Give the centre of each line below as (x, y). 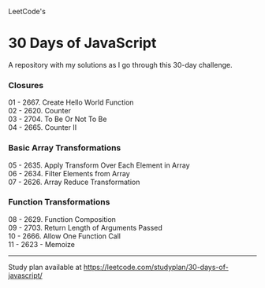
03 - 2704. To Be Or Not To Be (58, 119)
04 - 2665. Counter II (43, 127)
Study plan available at (45, 267)
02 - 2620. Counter (39, 111)
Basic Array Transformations (65, 148)
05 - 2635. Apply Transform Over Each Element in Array (99, 165)
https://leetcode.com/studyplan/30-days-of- (156, 267)
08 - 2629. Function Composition (62, 219)
